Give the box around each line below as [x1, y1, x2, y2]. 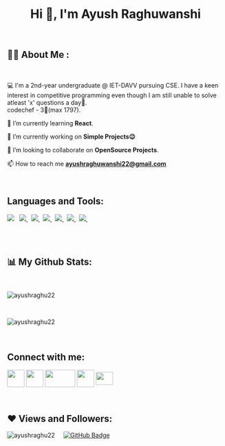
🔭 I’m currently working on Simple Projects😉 [7, 132, 136, 141]
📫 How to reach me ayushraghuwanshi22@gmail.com [7, 159, 167, 168]
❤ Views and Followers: [7, 413, 113, 425]
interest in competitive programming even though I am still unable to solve [7, 91, 217, 99]
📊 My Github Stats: [7, 256, 93, 267]
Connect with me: [7, 351, 85, 363]
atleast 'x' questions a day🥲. [7, 98, 87, 106]
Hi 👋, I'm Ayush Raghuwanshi [30, 6, 202, 22]
